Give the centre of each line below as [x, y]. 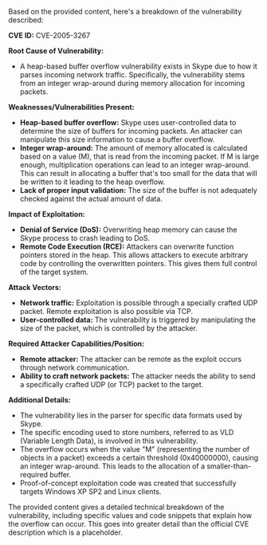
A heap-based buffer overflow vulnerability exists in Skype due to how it [138, 66]
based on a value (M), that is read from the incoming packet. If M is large [139, 156]
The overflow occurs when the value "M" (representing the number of [135, 449]
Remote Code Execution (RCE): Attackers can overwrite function [127, 247]
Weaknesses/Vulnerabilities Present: [71, 107]
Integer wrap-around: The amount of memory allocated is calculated [133, 148]
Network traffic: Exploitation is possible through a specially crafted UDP [139, 303]
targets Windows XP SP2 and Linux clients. [90, 492]
